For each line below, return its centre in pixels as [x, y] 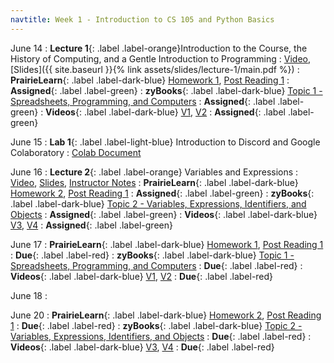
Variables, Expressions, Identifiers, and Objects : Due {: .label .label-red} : [161, 336]
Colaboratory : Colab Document [76, 152]
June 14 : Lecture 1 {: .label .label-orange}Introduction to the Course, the [159, 48]
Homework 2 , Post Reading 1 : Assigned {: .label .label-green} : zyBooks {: [162, 193]
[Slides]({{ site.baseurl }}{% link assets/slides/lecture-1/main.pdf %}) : [155, 69]
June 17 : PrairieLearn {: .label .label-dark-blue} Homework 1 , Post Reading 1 [167, 244]
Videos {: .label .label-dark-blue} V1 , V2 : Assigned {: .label [165, 112]
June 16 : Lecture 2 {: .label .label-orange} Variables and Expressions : [154, 172]
